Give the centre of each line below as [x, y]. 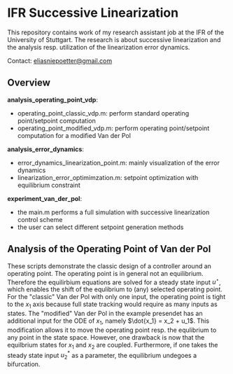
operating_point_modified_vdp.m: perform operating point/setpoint [113, 128]
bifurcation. [24, 364]
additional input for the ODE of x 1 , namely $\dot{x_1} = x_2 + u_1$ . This [108, 321]
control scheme [40, 219]
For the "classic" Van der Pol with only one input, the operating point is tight [116, 297]
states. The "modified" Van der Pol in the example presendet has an [105, 314]
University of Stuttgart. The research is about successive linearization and [114, 39]
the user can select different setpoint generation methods [100, 227]
